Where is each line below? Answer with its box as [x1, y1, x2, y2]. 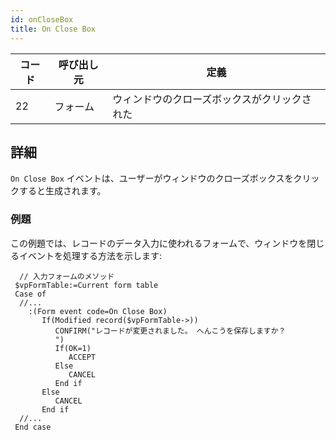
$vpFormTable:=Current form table [14, 280, 159, 290]
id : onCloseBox [10, 14, 74, 25]
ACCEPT [68, 352, 97, 362]
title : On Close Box [10, 24, 97, 34]
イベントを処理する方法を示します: [18, 249, 163, 261]
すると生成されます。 [18, 185, 107, 197]
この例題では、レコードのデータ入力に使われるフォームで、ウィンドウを [10, 237, 308, 249]
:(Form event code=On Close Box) [28, 306, 168, 316]
